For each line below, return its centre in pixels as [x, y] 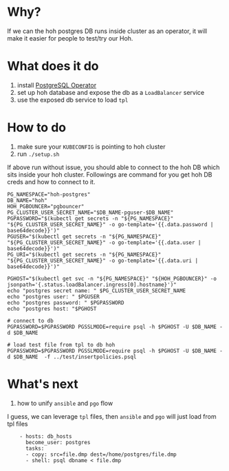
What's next [43, 384]
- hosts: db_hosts [46, 436]
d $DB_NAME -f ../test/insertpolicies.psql [72, 357]
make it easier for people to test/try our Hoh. [70, 38]
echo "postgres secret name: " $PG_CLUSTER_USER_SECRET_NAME [97, 291]
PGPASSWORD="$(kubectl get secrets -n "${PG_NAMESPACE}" [90, 218]
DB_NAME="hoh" [28, 200]
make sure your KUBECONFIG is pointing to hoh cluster [91, 146]
